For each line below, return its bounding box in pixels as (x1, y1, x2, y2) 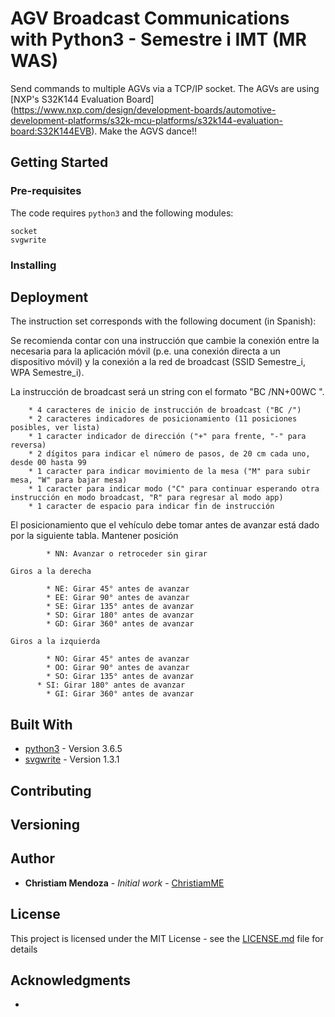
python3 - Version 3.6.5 (24, 743, 123, 755)
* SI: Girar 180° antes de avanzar (36, 680, 186, 691)
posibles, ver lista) (10, 423, 101, 433)
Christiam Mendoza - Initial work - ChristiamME (24, 877, 225, 889)
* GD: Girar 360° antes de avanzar (46, 619, 195, 629)
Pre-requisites (10, 184, 82, 198)
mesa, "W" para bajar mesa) (10, 475, 128, 486)
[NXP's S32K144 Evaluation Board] (10, 93, 155, 105)
